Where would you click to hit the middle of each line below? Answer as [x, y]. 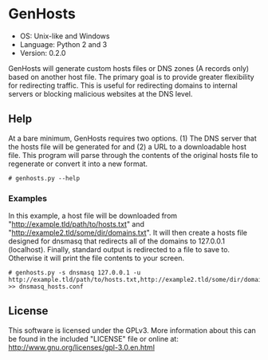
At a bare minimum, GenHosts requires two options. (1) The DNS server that [132, 138]
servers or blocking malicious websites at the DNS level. [100, 93]
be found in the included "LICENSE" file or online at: [94, 338]
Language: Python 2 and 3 [63, 44]
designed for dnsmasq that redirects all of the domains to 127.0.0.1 [117, 241]
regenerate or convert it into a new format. [78, 164]
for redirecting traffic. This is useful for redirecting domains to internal [123, 85]
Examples [28, 198]
